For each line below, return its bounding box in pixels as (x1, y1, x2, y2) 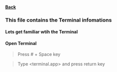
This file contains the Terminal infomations (5, 16, 112, 23)
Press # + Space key (17, 51, 61, 57)
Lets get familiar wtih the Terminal (5, 29, 78, 35)
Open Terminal (5, 40, 37, 46)
